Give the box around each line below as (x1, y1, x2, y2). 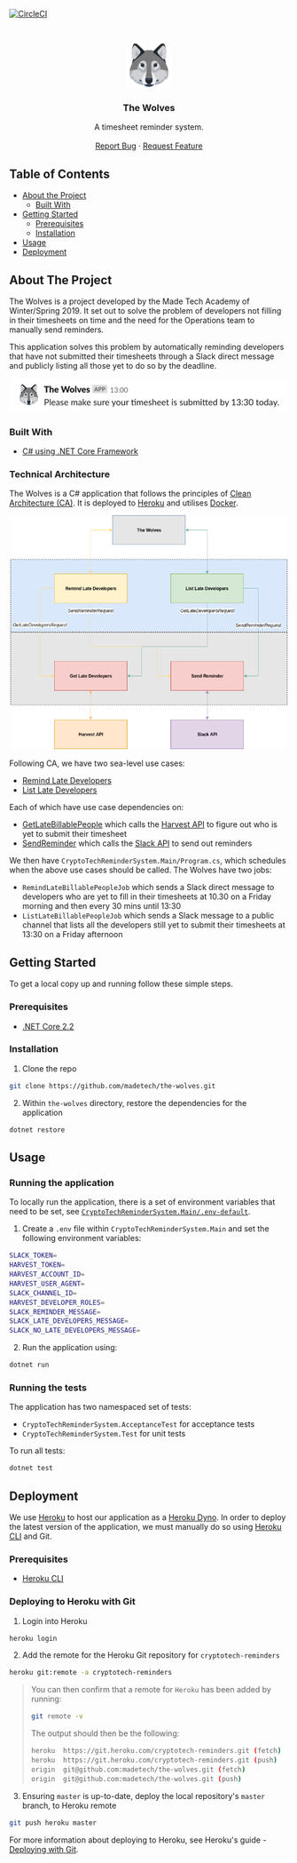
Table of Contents (9, 166, 111, 181)
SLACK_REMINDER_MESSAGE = (9, 1307, 101, 1317)
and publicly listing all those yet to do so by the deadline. (9, 360, 217, 370)
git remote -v (30, 1712, 83, 1721)
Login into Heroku (21, 1615, 88, 1626)
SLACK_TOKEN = (9, 1251, 58, 1261)
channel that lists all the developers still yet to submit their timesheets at (21, 920, 285, 930)
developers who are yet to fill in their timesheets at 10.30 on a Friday (21, 891, 272, 902)
